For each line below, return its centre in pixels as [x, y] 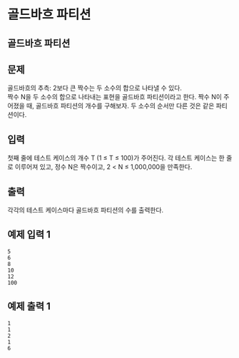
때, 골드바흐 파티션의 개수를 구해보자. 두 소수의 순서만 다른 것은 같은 [120, 106]
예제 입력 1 [29, 235]
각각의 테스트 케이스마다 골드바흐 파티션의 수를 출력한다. [86, 210]
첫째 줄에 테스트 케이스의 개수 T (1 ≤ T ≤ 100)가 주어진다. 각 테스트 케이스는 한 [116, 158]
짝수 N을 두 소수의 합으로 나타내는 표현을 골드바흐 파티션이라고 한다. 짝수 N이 [115, 97]
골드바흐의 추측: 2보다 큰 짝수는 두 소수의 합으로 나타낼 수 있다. [95, 88]
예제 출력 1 [29, 306]
